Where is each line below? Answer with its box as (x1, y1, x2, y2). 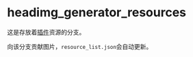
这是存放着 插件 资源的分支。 (7, 28, 86, 36)
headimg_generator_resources (7, 5, 187, 20)
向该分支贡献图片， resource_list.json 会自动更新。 (7, 42, 153, 50)
